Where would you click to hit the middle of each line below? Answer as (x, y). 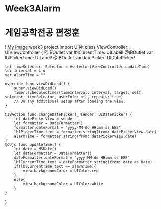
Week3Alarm (33, 9)
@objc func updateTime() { (33, 145)
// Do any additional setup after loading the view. (70, 102)
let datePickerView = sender (44, 119)
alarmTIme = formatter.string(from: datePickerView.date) (75, 136)
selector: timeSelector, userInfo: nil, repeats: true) (64, 97)
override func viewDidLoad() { (38, 84)
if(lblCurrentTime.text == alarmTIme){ (55, 167)
